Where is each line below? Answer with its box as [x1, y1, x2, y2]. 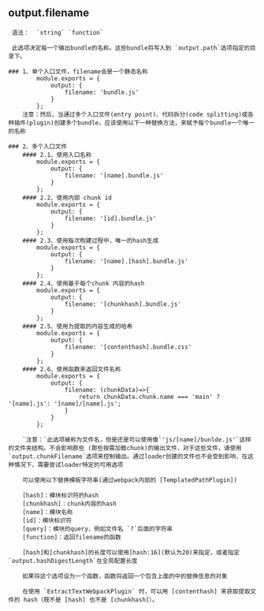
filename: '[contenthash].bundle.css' [64, 343, 192, 351]
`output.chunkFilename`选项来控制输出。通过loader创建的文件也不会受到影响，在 [8, 453, 248, 460]
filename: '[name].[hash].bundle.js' [64, 257, 189, 265]
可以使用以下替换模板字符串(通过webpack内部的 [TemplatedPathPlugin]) [22, 476, 238, 484]
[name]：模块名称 [22, 508, 73, 516]
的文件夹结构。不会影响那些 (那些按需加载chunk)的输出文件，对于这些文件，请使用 [8, 444, 242, 452]
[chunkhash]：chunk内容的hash [22, 500, 117, 508]
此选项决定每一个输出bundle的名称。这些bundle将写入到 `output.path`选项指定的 [11, 43, 251, 52]
